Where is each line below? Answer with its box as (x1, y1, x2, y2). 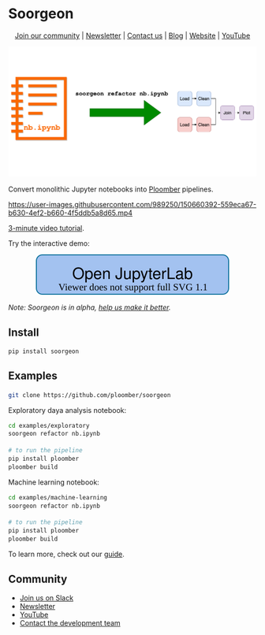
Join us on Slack (19, 592, 73, 603)
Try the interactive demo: (8, 239, 90, 248)
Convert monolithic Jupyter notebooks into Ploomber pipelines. (8, 184, 214, 194)
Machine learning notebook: (8, 477, 100, 487)
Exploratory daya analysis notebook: (8, 405, 127, 414)
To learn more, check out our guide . (8, 549, 125, 559)
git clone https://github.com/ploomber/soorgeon (8, 391, 171, 399)
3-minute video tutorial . (8, 224, 84, 233)
